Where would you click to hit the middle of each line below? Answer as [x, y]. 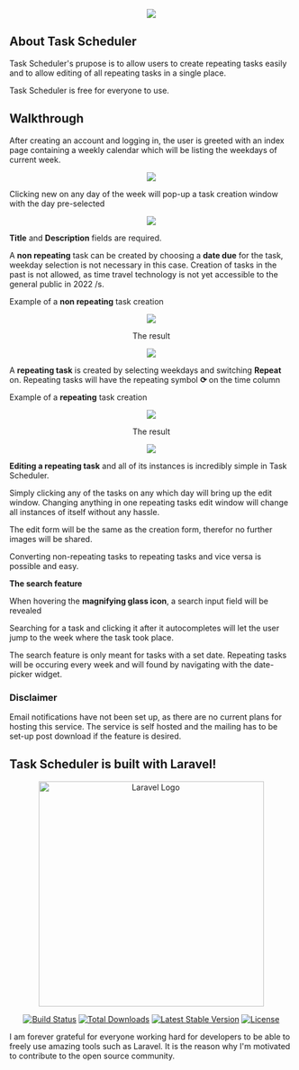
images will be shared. [51, 539]
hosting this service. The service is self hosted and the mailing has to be [144, 726]
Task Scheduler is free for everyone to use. [89, 90]
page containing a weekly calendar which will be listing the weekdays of [143, 150]
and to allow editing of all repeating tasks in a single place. [118, 73]
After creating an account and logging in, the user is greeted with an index [147, 141]
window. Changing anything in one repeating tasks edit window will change [149, 502]
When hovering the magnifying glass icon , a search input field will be [139, 601]
